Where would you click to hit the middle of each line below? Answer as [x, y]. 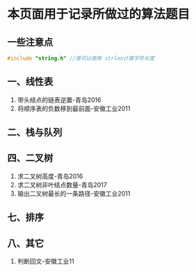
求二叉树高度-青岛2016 [50, 176]
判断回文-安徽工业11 [46, 262]
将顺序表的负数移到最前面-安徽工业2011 [74, 108]
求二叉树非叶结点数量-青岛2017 [62, 185]
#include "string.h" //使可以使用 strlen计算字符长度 [81, 58]
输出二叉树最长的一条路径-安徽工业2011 [74, 193]
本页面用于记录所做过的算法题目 [99, 14]
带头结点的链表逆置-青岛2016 [59, 100]
